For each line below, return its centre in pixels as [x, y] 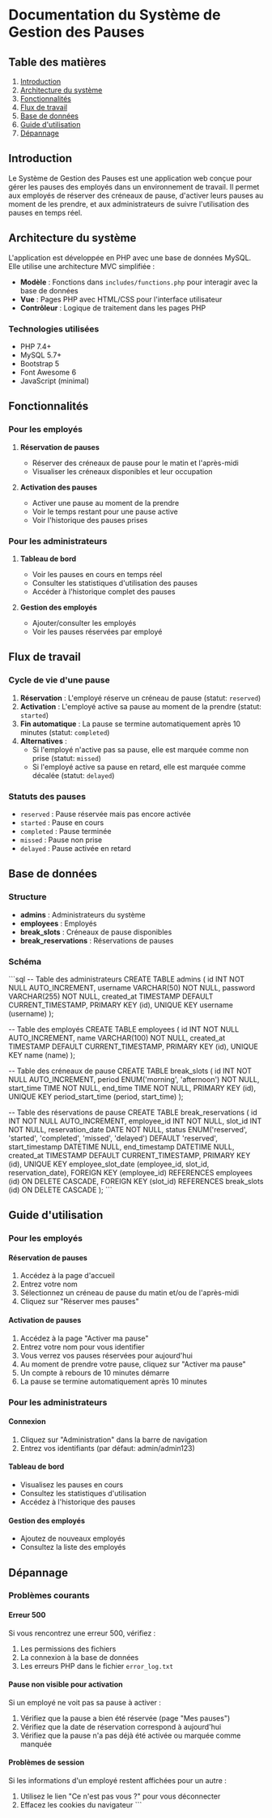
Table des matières [57, 62]
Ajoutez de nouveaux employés [72, 1538]
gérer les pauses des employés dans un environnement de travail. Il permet [134, 186]
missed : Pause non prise [61, 840]
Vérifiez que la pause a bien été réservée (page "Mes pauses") [125, 1718]
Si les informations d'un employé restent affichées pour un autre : [117, 1781]
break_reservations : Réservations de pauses [97, 940]
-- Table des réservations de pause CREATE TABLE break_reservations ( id [133, 1112]
